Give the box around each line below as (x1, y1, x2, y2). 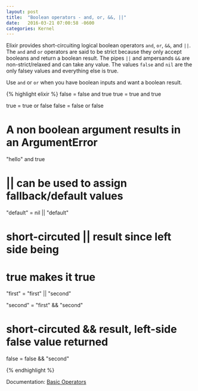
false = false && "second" (6, 355, 70, 362)
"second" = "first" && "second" (6, 302, 83, 309)
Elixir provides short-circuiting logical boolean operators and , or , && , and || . (6, 42, 191, 49)
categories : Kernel (6, 25, 55, 32)
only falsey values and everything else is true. (6, 67, 119, 75)
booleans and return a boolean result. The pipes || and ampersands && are (6, 54, 190, 62)
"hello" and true (6, 156, 45, 163)
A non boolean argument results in (6, 123, 181, 137)
